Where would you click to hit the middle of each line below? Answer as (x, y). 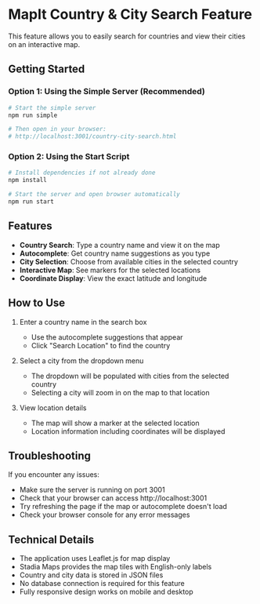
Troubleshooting (50, 455)
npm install (27, 180)
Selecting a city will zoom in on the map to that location (120, 392)
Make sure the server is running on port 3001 (92, 490)
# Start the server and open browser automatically (94, 195)
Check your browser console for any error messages (105, 515)
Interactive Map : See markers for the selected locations (110, 270)
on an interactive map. (44, 44)
